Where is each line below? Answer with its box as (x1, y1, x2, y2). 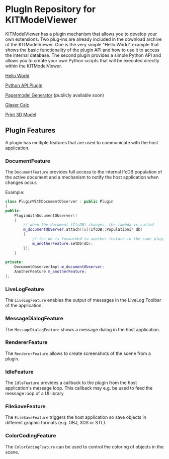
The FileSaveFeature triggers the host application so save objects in (5, 414, 147, 420)
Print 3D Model (5, 112, 37, 118)
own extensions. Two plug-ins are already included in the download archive (5, 36, 162, 42)
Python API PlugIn (5, 82, 43, 88)
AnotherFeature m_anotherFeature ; (14, 269, 87, 274)
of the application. (5, 303, 43, 309)
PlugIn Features (5, 126, 56, 135)
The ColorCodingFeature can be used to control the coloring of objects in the (5, 443, 164, 449)
